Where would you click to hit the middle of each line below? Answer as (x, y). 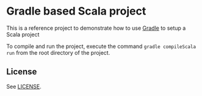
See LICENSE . (24, 86)
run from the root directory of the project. (58, 52)
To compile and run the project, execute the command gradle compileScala (101, 46)
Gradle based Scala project (76, 11)
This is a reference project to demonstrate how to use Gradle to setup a (96, 28)
